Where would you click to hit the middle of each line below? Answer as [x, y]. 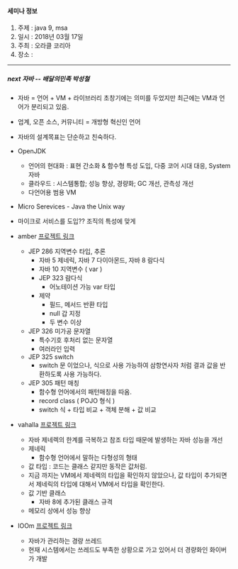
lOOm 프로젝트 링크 [45, 526]
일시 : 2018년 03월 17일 [50, 37]
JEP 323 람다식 [61, 278]
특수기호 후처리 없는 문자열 [76, 340]
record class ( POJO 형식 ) [77, 401]
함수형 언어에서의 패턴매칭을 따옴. [85, 392]
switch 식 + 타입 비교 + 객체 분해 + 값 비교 [98, 410]
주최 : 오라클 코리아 [44, 45]
